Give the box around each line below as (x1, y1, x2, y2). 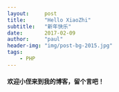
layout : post (7, 10, 57, 17)
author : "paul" (7, 36, 64, 43)
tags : (7, 49, 23, 56)
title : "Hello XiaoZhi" (7, 17, 91, 24)
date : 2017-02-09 (7, 29, 76, 37)
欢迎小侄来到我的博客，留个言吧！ (7, 77, 104, 86)
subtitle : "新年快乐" (7, 23, 71, 30)
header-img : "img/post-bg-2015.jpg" (7, 42, 113, 49)
